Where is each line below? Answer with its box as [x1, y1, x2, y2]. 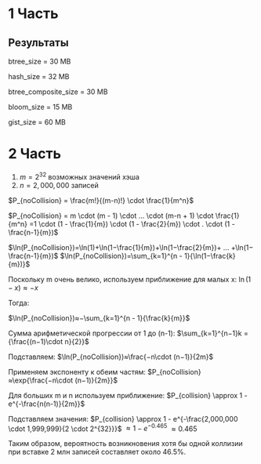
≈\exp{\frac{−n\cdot [8, 375, 74, 385]
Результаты [8, 36, 69, 49]
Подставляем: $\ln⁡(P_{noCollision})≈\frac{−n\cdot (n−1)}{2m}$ [8, 352, 214, 361]
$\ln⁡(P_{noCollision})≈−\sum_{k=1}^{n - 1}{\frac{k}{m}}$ [8, 313, 190, 322]
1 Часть [8, 5, 59, 23]
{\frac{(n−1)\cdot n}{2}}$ [8, 336, 89, 346]
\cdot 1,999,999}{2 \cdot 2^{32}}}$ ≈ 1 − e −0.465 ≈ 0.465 [8, 422, 198, 433]
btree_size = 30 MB [8, 56, 71, 66]
